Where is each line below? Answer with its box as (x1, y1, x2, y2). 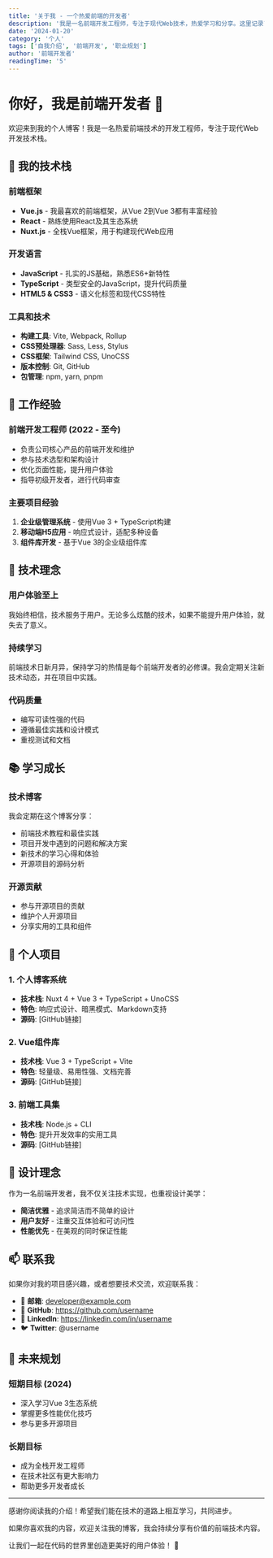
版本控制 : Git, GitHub (19, 362, 90, 371)
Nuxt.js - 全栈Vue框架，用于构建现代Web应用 (19, 226, 175, 236)
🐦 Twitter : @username (19, 1323, 100, 1333)
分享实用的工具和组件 (19, 922, 92, 931)
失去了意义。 (8, 619, 51, 630)
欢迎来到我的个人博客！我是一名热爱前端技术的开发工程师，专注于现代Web (8, 123, 258, 132)
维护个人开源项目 (19, 911, 78, 921)
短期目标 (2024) (8, 1378, 72, 1390)
